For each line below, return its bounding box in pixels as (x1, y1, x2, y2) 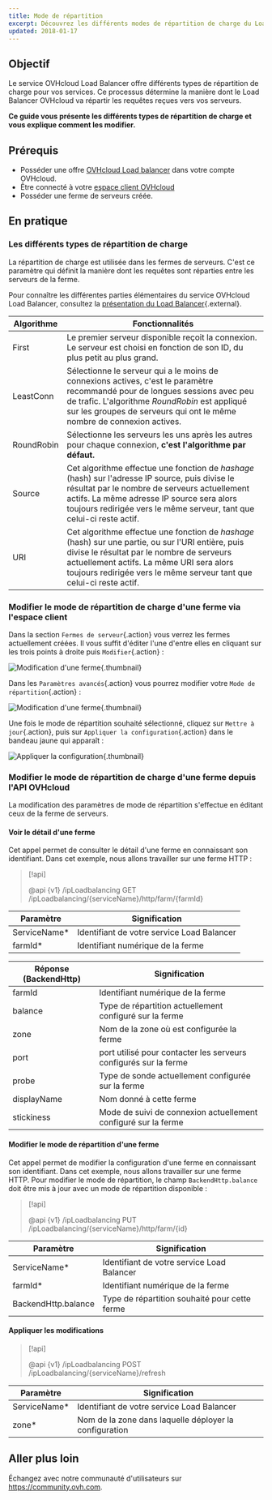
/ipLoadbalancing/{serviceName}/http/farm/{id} (28, 1224, 188, 1233)
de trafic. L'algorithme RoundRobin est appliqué (66, 395, 248, 406)
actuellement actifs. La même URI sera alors (66, 556, 234, 568)
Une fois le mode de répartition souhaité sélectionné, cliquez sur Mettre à (8, 718, 255, 728)
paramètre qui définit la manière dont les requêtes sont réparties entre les (8, 265, 254, 276)
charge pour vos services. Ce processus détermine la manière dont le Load (8, 87, 260, 97)
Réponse (34, 963, 70, 975)
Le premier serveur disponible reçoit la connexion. (66, 332, 257, 343)
